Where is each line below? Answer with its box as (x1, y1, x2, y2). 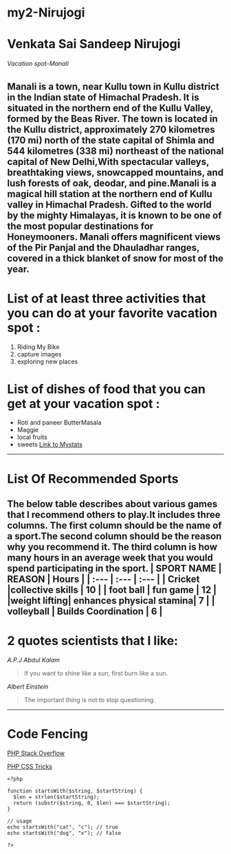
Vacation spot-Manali (7, 59, 69, 67)
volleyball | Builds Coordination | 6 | (7, 606, 163, 618)
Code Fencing (7, 726, 88, 742)
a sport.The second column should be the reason (7, 530, 222, 542)
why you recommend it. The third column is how (7, 541, 218, 553)
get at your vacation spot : (7, 396, 160, 412)
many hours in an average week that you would (7, 552, 213, 564)
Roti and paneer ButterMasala (16, 418, 102, 427)
